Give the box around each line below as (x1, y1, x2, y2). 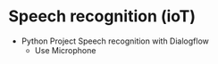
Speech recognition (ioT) (8, 6, 197, 27)
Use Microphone (34, 44, 96, 55)
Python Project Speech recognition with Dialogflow (21, 36, 209, 46)
